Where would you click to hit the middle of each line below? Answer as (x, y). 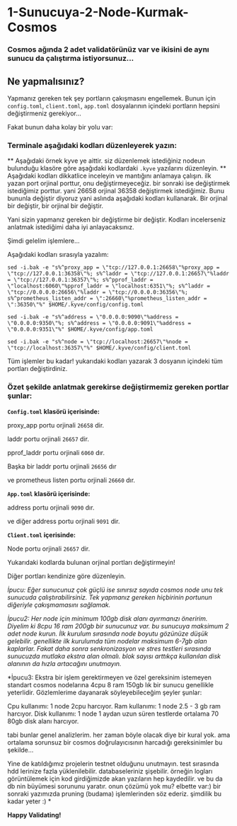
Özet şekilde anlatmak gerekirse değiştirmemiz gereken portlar (118, 387)
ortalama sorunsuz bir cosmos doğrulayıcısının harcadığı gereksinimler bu (115, 742)
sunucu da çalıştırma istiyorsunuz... (71, 59)
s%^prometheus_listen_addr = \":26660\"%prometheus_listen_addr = (107, 299)
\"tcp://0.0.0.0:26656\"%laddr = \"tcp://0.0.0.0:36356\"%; (98, 292)
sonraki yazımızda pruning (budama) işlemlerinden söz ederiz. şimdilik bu (114, 793)
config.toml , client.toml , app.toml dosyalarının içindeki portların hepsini (114, 105)
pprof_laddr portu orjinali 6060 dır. (56, 452)
